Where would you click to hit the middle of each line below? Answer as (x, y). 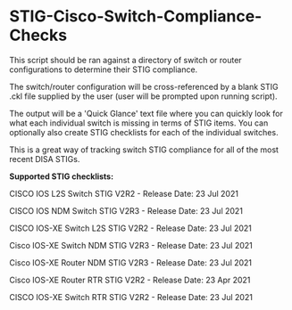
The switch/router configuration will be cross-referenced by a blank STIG (144, 86)
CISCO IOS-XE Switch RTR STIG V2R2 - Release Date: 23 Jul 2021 (131, 297)
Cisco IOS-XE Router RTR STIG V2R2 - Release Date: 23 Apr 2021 (130, 280)
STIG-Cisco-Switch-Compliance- (136, 16)
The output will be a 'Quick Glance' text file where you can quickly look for (146, 113)
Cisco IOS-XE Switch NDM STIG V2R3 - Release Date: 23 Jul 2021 (131, 245)
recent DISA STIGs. (45, 159)
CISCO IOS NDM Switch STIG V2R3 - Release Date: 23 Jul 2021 (126, 210)
